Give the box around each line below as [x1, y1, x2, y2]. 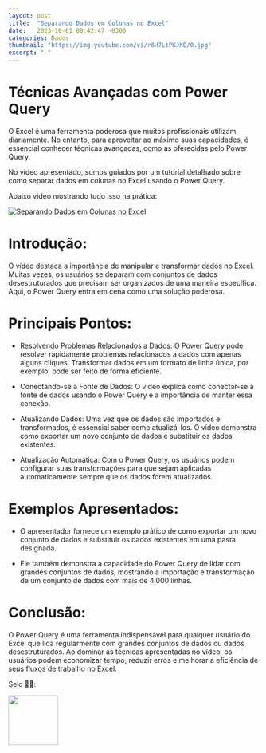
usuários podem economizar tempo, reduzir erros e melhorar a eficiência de [8, 655, 259, 664]
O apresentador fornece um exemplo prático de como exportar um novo [19, 526, 257, 535]
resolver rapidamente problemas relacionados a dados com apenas [19, 349, 241, 359]
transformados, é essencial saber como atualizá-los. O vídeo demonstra [19, 422, 257, 432]
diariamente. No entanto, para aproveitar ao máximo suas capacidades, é [8, 135, 249, 144]
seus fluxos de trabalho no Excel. [8, 664, 117, 673]
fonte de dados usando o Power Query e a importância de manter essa [19, 390, 252, 400]
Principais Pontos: [8, 314, 132, 333]
